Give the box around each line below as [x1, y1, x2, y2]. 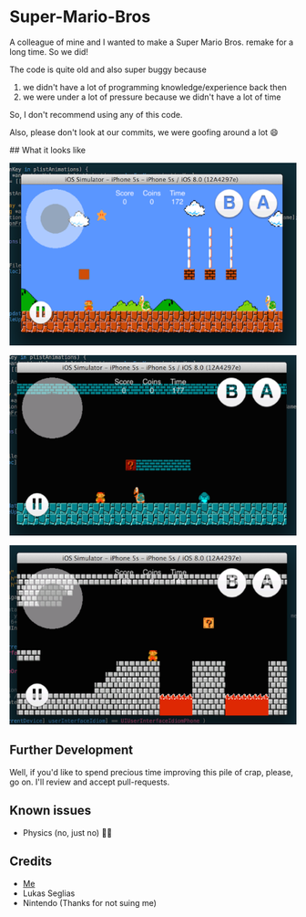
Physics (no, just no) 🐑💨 [22, 827, 113, 838]
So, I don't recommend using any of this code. [9, 109, 183, 120]
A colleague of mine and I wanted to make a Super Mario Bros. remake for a [9, 37, 294, 47]
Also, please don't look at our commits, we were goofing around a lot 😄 [9, 126, 280, 138]
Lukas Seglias [22, 888, 76, 899]
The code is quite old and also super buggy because [9, 64, 207, 75]
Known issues [9, 803, 92, 818]
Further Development [9, 743, 134, 758]
